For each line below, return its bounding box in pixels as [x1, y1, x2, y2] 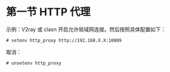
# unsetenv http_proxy [6, 60, 62, 66]
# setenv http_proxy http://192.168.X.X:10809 [6, 37, 122, 43]
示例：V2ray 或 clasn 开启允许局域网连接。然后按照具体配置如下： [6, 26, 166, 33]
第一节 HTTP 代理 [6, 5, 91, 19]
